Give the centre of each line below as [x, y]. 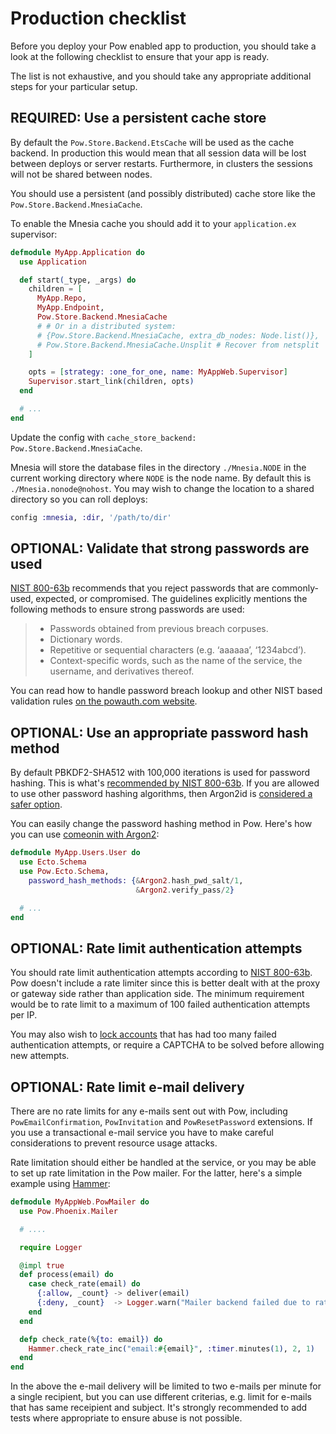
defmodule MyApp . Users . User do [75, 853]
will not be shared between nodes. [81, 174]
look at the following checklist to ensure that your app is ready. [140, 56]
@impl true [42, 1265]
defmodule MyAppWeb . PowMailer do [80, 1202]
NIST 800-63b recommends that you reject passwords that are [140, 588]
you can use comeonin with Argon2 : [85, 834]
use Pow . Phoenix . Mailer [68, 1211]
